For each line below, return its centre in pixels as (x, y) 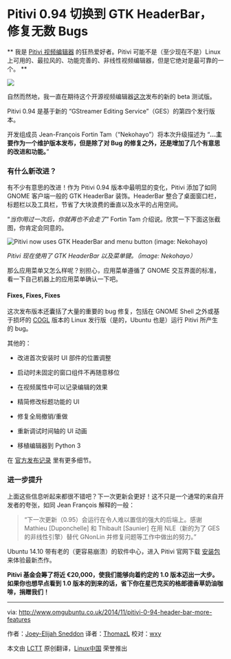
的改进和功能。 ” (28, 151)
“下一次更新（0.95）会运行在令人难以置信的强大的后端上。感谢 (113, 519)
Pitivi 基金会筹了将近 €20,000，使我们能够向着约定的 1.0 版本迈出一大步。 (113, 574)
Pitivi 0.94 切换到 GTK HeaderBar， (110, 14)
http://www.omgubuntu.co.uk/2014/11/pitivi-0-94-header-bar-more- (115, 612)
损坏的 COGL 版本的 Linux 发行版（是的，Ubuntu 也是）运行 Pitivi (106, 320)
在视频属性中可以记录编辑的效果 (62, 387)
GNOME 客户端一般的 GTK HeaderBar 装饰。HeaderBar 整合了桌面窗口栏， (114, 196)
